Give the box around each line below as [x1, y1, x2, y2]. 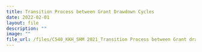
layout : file [6, 20, 39, 26]
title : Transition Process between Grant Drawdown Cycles [6, 8, 155, 15]
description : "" [6, 25, 47, 32]
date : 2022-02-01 [6, 14, 50, 20]
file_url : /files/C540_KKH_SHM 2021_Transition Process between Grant [6, 36, 187, 42]
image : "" [6, 31, 31, 37]
